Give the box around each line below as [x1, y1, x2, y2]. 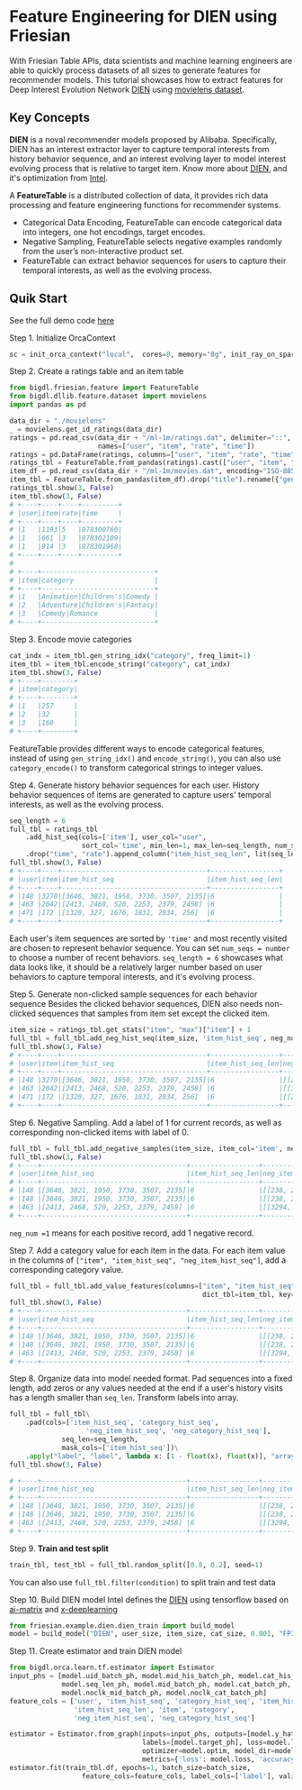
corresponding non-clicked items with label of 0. [9, 1127, 190, 1137]
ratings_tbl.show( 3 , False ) [9, 484, 115, 493]
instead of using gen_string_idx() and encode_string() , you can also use [9, 753, 281, 763]
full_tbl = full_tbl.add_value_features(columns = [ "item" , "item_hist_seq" [9, 1282, 296, 1291]
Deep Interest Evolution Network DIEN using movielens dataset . [9, 84, 245, 95]
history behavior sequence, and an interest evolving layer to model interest [9, 153, 287, 164]
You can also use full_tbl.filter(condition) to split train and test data [9, 1576, 276, 1587]
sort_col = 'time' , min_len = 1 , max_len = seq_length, [81, 841, 271, 851]
